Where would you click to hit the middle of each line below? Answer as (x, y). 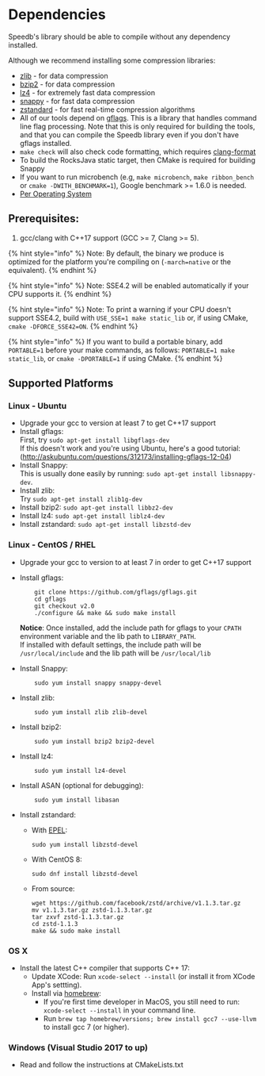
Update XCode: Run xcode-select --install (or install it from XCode (143, 977)
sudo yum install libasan (77, 800)
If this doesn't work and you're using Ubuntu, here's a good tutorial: (130, 448)
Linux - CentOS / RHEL (52, 545)
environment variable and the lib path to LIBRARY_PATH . (108, 636)
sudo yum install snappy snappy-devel (98, 683)
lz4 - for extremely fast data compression (87, 92)
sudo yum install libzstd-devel (85, 844)
